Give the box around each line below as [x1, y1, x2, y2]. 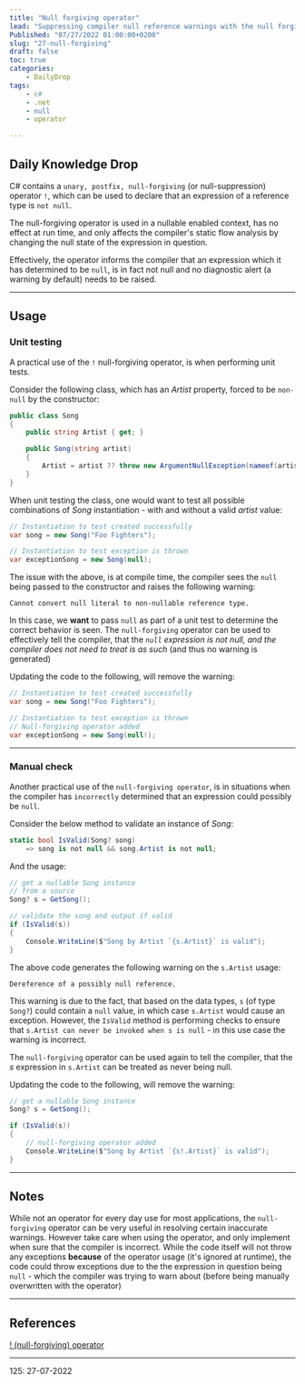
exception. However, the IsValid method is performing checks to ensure [9, 1015, 281, 1026]
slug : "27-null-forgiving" [9, 38, 112, 48]
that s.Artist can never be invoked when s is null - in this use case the [9, 1024, 286, 1035]
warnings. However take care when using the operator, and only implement [9, 1232, 290, 1243]
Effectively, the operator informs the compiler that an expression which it [9, 254, 281, 265]
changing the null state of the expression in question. [9, 236, 209, 247]
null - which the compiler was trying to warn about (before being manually [9, 1270, 290, 1282]
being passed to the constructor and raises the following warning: [9, 581, 256, 592]
